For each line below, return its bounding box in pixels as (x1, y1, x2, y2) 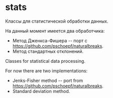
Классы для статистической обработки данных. (5, 18, 108, 24)
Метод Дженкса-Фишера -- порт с (12, 37, 87, 44)
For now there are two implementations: (5, 67, 88, 74)
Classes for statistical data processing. (5, 58, 85, 64)
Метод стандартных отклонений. (12, 48, 84, 54)
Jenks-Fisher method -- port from (12, 77, 83, 83)
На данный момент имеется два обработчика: (5, 28, 105, 34)
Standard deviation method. (12, 88, 70, 94)
